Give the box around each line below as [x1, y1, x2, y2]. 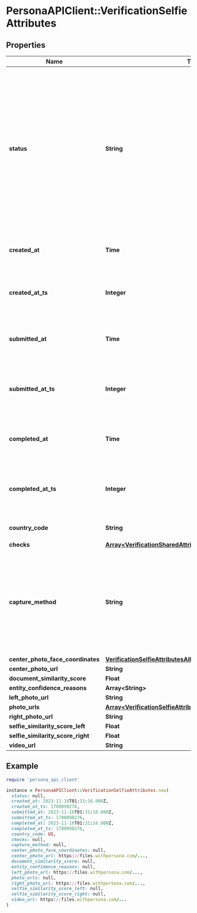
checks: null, [11, 837, 46, 842]
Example [6, 761, 39, 771]
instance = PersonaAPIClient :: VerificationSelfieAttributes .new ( [6, 787, 169, 793]
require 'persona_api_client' [6, 777, 80, 782]
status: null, [11, 792, 46, 799]
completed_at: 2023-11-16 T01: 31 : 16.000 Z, [11, 820, 114, 826]
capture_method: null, [11, 842, 67, 848]
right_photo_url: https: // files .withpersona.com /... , [11, 880, 145, 886]
